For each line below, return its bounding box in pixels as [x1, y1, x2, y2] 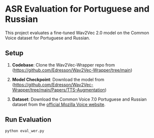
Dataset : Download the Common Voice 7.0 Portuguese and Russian [12, 96, 147, 102]
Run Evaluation [5, 116, 52, 124]
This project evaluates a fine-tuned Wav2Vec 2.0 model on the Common [5, 30, 149, 35]
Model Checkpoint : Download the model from [12, 76, 105, 82]
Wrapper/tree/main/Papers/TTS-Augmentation [12, 86, 105, 93]
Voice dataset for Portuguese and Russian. [5, 35, 91, 41]
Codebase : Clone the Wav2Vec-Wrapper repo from [12, 62, 115, 68]
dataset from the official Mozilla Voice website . [12, 101, 106, 107]
